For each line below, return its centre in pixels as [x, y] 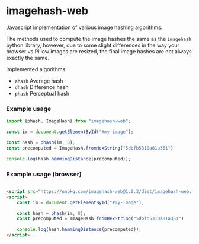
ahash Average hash [39, 81]
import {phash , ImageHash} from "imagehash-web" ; [69, 121]
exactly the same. [28, 58]
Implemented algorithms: [36, 69]
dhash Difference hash [41, 87]
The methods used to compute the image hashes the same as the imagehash [99, 39]
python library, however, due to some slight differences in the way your [93, 45]
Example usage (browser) [44, 174]
